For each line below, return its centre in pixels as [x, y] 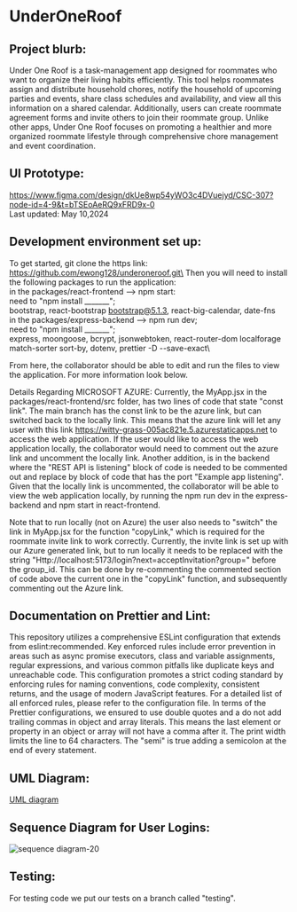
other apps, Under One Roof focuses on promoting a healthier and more [141, 127]
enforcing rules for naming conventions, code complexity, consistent [134, 684]
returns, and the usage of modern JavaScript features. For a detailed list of [146, 694]
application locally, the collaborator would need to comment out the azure [144, 448]
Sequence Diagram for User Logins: [109, 827]
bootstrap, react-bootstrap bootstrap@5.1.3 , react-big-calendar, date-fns [143, 310]
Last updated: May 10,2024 [59, 214]
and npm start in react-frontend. [102, 505]
